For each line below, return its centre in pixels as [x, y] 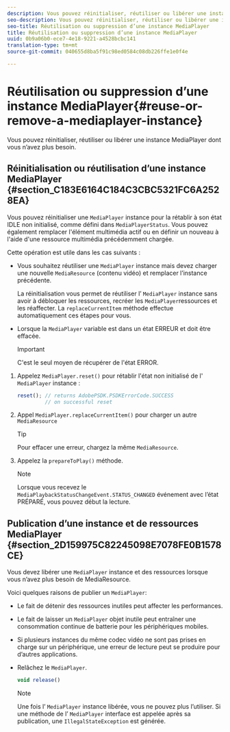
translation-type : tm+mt [42, 45]
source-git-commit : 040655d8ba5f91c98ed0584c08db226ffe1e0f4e [98, 52]
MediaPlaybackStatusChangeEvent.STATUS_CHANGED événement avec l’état [118, 495]
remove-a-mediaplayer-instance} [105, 121]
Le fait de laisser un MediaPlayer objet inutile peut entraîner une [106, 619]
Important [31, 349]
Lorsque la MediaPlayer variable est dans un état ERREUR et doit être [114, 328]
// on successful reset [79, 402]
